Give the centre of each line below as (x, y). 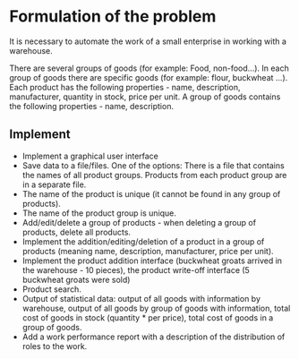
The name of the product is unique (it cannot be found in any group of (151, 193)
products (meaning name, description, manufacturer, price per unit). (148, 251)
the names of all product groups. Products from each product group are (154, 175)
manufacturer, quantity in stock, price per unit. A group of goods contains (145, 97)
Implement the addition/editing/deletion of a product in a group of (143, 241)
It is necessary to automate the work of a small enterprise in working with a (148, 41)
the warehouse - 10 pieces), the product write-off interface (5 (136, 269)
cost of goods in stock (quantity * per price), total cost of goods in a (148, 317)
